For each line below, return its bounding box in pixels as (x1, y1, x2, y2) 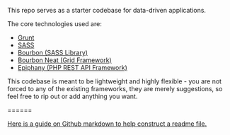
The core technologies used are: (7, 20, 103, 28)
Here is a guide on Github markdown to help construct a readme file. (7, 119, 207, 128)
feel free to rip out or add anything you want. (7, 92, 138, 100)
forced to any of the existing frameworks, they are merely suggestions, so (7, 85, 223, 93)
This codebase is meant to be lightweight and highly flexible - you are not (7, 77, 222, 86)
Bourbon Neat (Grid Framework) (17, 56, 112, 64)
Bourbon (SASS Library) (17, 49, 88, 57)
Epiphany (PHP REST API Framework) (17, 64, 127, 71)
